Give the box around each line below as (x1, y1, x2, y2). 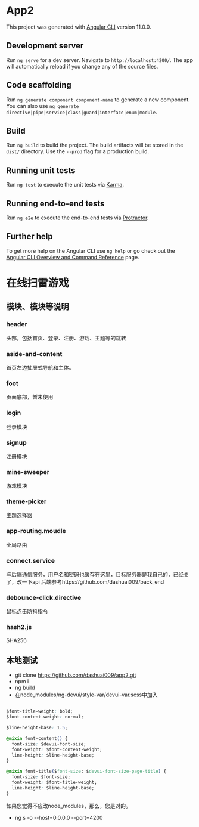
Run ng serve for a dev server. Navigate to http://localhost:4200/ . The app (6, 56, 194, 63)
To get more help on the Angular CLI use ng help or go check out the (6, 247, 175, 254)
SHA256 (6, 636, 27, 644)
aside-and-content (6, 349, 63, 358)
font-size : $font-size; (11, 774, 70, 780)
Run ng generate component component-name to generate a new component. (6, 96, 191, 103)
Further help (6, 231, 54, 241)
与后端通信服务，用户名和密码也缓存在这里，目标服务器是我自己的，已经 (6, 571, 184, 578)
